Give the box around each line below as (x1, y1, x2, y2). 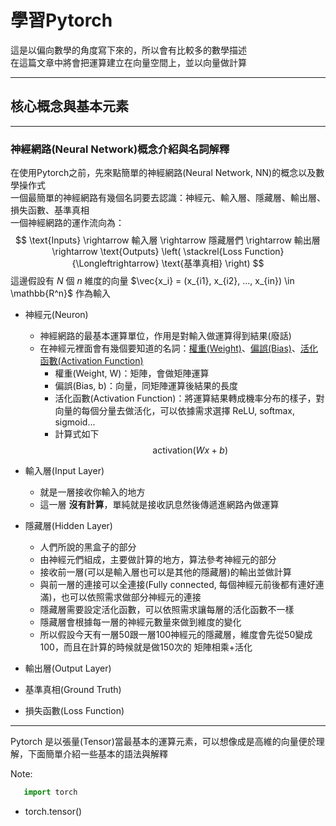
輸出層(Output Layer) (24, 662, 112, 675)
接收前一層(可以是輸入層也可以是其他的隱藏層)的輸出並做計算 (39, 566, 292, 578)
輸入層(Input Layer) (24, 465, 105, 477)
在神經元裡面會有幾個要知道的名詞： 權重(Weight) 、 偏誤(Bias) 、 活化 (39, 342, 318, 355)
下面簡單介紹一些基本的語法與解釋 (27, 748, 168, 760)
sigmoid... (54, 416, 96, 428)
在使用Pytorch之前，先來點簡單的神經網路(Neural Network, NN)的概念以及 (10, 167, 317, 179)
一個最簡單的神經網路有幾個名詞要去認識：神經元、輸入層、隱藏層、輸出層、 (10, 192, 326, 204)
